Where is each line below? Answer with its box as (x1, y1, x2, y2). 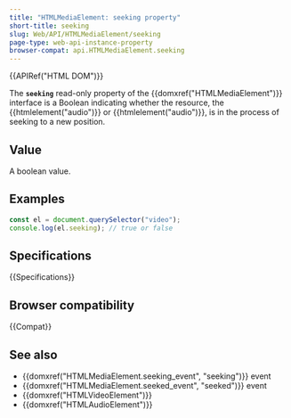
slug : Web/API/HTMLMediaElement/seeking (9, 29, 162, 38)
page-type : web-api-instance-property (9, 37, 153, 47)
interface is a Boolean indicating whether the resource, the (9, 97, 224, 108)
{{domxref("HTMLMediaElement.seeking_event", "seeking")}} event (21, 371, 271, 381)
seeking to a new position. (9, 117, 106, 127)
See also (9, 347, 58, 362)
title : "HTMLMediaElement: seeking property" (9, 12, 181, 22)
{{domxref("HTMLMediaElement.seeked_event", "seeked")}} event (21, 380, 267, 390)
